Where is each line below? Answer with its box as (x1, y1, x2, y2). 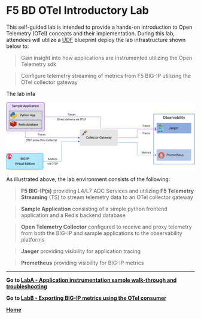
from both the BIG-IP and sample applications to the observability (20, 230, 182, 237)
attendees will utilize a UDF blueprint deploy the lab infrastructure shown (6, 36, 186, 43)
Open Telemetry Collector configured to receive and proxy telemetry (20, 223, 193, 231)
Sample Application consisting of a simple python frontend (20, 205, 167, 213)
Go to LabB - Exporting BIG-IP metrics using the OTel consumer (6, 294, 166, 302)
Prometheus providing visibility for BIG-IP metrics (20, 259, 144, 267)
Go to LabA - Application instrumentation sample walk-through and (6, 276, 177, 284)
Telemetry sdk (20, 61, 57, 68)
